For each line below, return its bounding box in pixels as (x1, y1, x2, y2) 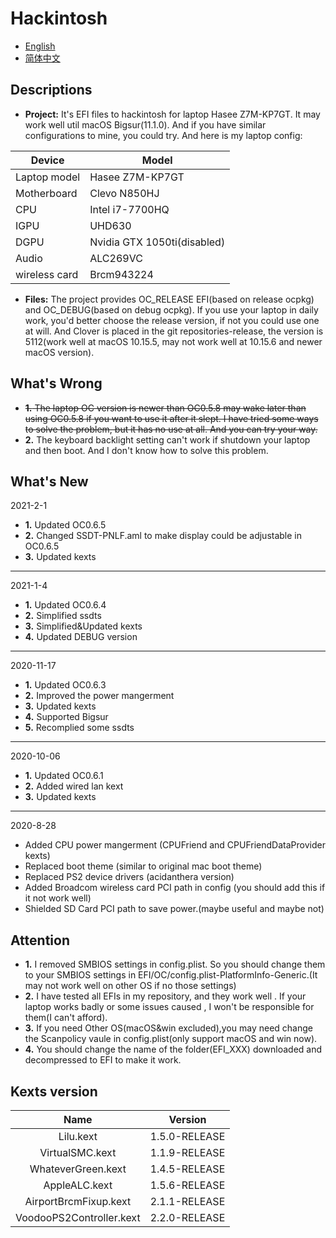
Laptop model (15, 170, 81, 184)
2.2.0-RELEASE (149, 1211, 226, 1224)
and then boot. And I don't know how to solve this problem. (24, 444, 269, 456)
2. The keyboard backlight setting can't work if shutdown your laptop (24, 433, 311, 446)
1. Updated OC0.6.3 (24, 679, 107, 691)
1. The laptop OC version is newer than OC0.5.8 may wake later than (24, 402, 307, 414)
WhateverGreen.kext (29, 1162, 127, 1176)
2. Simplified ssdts (24, 610, 102, 622)
